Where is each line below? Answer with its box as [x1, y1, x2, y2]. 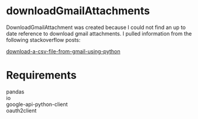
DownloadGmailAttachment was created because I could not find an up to [6, 24, 186, 31]
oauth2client [6, 107, 37, 114]
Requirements [6, 69, 77, 82]
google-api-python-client [6, 101, 68, 108]
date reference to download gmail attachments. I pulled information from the [6, 30, 192, 37]
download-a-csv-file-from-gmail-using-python [6, 47, 121, 54]
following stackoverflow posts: [6, 36, 81, 43]
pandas [6, 88, 25, 95]
